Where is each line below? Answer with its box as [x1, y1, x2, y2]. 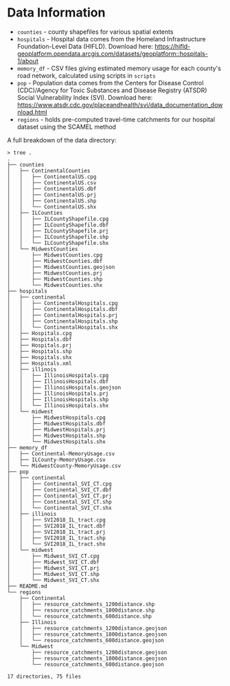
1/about [16, 56, 39, 65]
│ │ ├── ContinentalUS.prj [7, 191, 97, 198]
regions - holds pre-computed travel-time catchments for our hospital [16, 115, 215, 123]
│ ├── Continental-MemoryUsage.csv [7, 450, 115, 457]
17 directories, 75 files [7, 673, 81, 680]
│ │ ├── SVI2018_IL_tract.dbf [7, 522, 106, 529]
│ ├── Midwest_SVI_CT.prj [7, 564, 100, 572]
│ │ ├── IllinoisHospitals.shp [7, 396, 109, 403]
